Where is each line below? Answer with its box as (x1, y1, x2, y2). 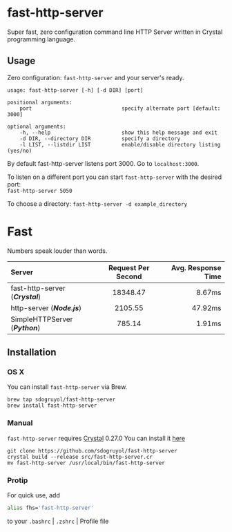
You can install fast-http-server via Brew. (7, 383, 128, 391)
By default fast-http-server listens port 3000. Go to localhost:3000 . (7, 159, 200, 167)
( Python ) (10, 323, 41, 332)
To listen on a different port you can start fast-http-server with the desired (7, 173, 222, 181)
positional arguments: (7, 99, 72, 106)
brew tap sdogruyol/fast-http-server (7, 396, 116, 403)
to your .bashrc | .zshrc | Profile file (7, 517, 109, 525)
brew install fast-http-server (7, 402, 97, 409)
